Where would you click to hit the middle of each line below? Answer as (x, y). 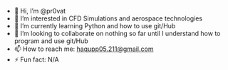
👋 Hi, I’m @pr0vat (40, 11)
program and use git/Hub (51, 41)
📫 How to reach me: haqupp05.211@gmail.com (84, 49)
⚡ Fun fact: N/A (36, 59)
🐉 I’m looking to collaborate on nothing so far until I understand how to (117, 33)
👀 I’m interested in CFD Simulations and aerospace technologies (108, 18)
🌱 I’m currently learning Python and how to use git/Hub (95, 26)
